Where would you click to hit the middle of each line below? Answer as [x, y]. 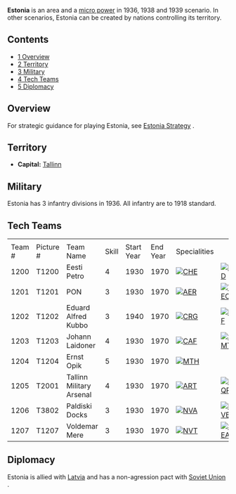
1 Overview [34, 56]
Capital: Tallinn [39, 164]
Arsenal [79, 395]
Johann [79, 337]
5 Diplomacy [35, 86]
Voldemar [82, 427]
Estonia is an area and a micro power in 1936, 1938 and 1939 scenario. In [113, 10]
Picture [48, 247]
